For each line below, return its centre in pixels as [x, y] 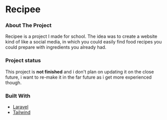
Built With [18, 95]
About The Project [29, 26]
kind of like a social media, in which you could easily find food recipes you [84, 42]
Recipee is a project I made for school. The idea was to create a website [81, 36]
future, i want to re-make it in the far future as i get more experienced [79, 77]
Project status [23, 61]
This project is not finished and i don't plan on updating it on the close [80, 71]
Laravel [20, 107]
